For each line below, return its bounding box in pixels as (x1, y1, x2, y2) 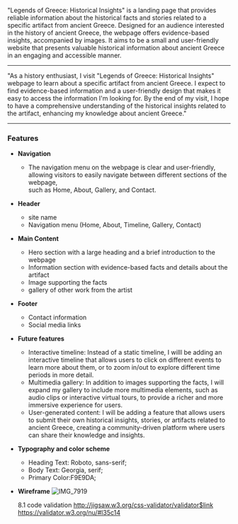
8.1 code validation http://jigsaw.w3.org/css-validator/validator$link (17, 501, 214, 509)
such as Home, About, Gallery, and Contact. (28, 186, 157, 194)
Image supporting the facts (28, 278, 108, 287)
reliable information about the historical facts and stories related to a (7, 13, 207, 22)
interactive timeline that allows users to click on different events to (28, 355, 222, 364)
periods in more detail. (28, 371, 94, 380)
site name (28, 213, 57, 222)
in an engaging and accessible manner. (7, 51, 122, 59)
